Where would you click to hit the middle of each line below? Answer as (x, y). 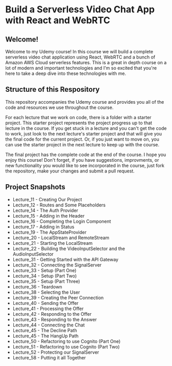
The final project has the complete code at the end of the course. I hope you (86, 155)
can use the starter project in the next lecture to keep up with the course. (82, 144)
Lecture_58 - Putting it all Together (49, 357)
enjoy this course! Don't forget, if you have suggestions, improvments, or (82, 160)
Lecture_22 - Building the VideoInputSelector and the (69, 248)
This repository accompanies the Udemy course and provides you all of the (85, 102)
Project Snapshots (35, 187)
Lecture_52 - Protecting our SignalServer (56, 352)
